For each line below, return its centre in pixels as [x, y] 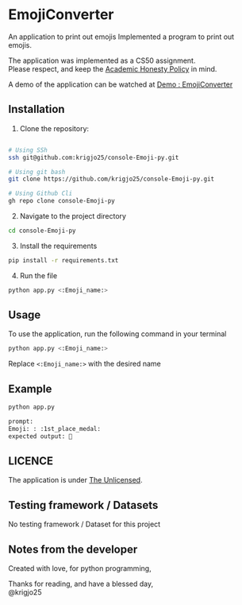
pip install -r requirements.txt [63, 260]
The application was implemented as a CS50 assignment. [102, 60]
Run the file [38, 275]
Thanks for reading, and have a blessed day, [81, 584]
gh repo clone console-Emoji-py [61, 201]
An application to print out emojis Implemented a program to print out [121, 37]
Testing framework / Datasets [83, 505]
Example [30, 388]
